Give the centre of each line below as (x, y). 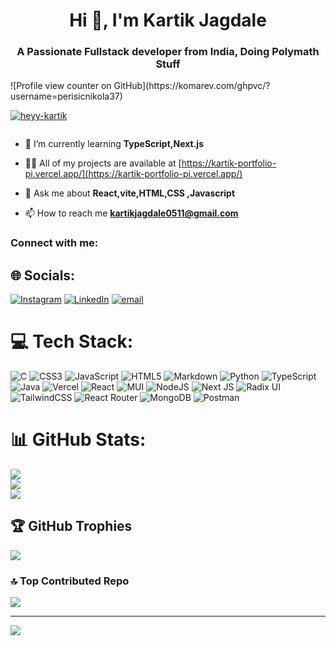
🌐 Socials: (43, 275)
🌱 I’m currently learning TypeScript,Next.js (114, 144)
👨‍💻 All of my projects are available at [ (103, 163)
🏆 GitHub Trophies (71, 526)
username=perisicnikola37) (66, 96)
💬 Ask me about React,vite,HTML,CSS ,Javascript (130, 193)
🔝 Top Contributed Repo (70, 581)
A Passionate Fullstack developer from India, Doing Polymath (168, 52)
